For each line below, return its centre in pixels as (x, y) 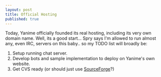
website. (21, 64)
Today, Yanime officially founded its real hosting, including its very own (78, 33)
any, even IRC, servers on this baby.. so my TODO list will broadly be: (76, 44)
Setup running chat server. (40, 53)
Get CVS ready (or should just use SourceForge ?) (63, 69)
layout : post (19, 10)
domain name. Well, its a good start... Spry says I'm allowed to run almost (81, 38)
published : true (22, 19)
